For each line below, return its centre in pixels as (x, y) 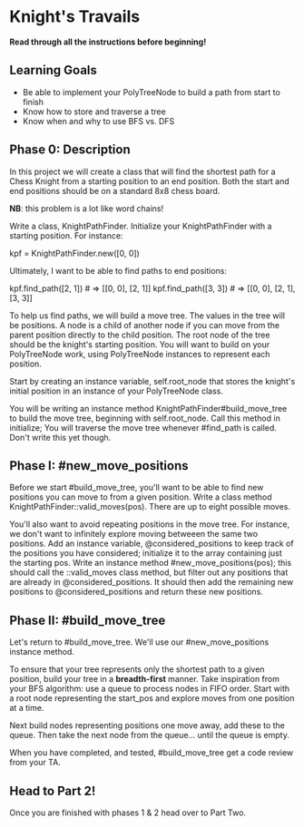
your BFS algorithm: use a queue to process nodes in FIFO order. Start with (150, 689)
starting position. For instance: (66, 235)
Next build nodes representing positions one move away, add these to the (147, 725)
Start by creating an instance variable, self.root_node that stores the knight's (152, 381)
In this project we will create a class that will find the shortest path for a (142, 171)
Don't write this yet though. (60, 437)
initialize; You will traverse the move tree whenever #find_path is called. (143, 427)
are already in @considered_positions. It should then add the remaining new (152, 582)
